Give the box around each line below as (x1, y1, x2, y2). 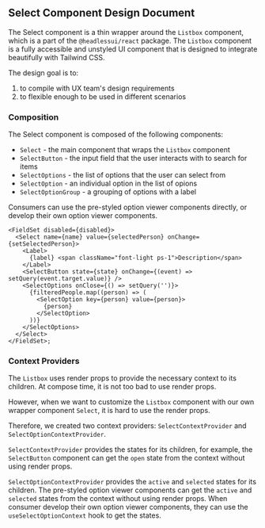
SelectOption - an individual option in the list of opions (19, 178, 198, 189)
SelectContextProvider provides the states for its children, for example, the (8, 445, 253, 454)
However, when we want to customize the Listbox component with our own (8, 397, 255, 407)
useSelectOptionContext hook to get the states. (8, 511, 162, 520)
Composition (8, 111, 59, 122)
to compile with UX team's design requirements (19, 83, 176, 93)
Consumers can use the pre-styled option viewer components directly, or (8, 202, 248, 212)
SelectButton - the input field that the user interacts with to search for (19, 154, 248, 163)
